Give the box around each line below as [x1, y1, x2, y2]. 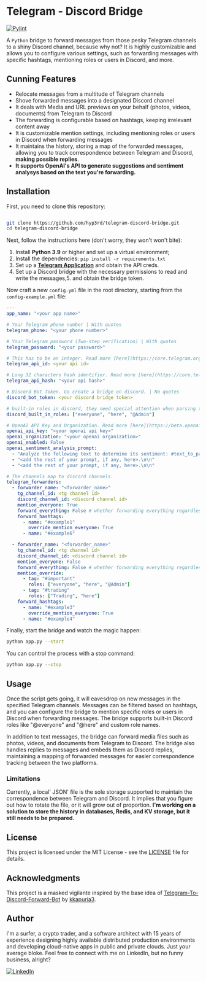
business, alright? [6, 956, 51, 963]
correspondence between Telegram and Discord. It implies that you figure [6, 795, 193, 802]
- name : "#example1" [22, 519, 75, 525]
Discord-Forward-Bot [6, 895, 61, 903]
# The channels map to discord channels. [6, 473, 114, 479]
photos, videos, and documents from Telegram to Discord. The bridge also [6, 740, 195, 746]
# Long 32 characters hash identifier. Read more [6, 372, 136, 378]
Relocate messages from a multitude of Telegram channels [15, 90, 164, 98]
